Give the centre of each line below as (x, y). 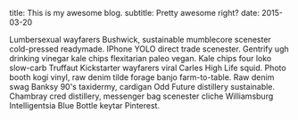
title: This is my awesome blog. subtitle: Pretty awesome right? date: (135, 13)
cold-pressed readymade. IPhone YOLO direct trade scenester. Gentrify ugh (149, 49)
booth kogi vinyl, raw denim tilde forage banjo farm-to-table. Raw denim (142, 77)
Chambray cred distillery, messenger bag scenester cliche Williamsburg (141, 96)
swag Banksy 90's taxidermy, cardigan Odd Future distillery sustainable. (142, 87)
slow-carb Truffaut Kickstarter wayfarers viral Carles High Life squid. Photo (148, 68)
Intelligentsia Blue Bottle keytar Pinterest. (85, 105)
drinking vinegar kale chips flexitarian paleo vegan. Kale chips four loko (141, 58)
